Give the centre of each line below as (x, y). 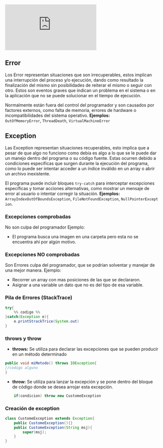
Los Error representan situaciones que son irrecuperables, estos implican (79, 75)
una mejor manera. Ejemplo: (33, 270)
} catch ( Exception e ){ (27, 317)
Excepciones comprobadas (38, 216)
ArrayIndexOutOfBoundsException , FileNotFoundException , (63, 199)
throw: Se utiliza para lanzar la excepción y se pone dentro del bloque (82, 382)
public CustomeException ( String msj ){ (53, 427)
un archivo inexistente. (28, 173)
